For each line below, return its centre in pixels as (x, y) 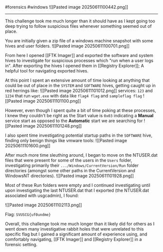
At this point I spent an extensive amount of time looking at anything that (77, 80)
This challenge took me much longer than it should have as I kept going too (80, 21)
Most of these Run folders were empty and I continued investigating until (78, 185)
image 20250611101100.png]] (52, 101)
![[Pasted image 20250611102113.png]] (44, 205)
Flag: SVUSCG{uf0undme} (28, 214)
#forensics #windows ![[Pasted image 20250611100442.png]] (67, 7)
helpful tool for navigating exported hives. (47, 71)
